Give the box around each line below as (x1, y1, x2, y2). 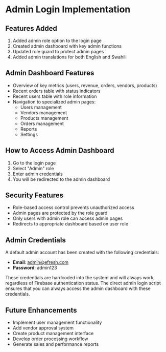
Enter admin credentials (12, 171, 63, 177)
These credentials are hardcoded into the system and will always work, (5, 275, 155, 281)
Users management (20, 104, 62, 110)
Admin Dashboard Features (5, 69, 94, 77)
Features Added (5, 24, 58, 33)
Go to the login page (12, 160, 56, 166)
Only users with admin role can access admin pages (12, 215, 123, 221)
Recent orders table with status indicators (12, 88, 101, 94)
